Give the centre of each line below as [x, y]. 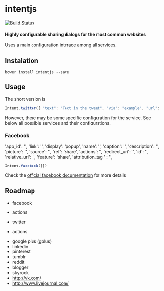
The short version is [25, 99]
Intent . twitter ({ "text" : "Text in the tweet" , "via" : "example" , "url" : [82, 108]
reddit [18, 262]
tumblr [19, 257]
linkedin [20, 246]
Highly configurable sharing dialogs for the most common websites [76, 34]
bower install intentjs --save [37, 72]
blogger [20, 267]
